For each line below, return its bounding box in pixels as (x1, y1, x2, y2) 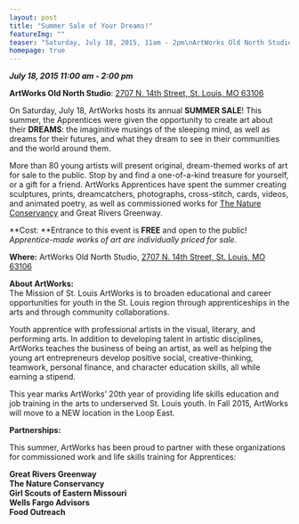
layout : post (9, 12, 58, 22)
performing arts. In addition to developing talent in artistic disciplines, (9, 333, 263, 344)
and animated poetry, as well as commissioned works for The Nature (9, 198, 262, 209)
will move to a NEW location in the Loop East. (9, 407, 175, 419)
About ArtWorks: (9, 278, 74, 290)
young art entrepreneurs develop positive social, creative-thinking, (9, 353, 254, 364)
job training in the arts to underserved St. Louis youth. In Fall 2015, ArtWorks (9, 398, 289, 409)
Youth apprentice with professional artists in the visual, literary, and (9, 324, 256, 335)
